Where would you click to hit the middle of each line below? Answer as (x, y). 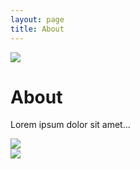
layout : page (37, 19)
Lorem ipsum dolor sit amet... (70, 125)
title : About (37, 29)
